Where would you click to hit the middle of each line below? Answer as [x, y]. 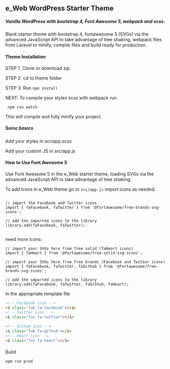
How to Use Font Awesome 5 [36, 163]
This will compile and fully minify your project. [54, 116]
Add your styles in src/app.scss [39, 141]
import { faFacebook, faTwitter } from [48, 207]
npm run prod [19, 361]
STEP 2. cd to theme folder [34, 78]
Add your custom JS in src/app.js [40, 151]
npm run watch [22, 107]
